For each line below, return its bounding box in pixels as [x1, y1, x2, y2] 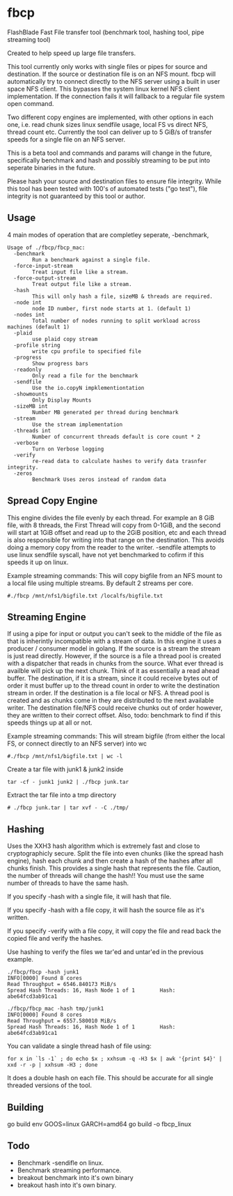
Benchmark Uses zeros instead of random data [32, 476, 167, 483]
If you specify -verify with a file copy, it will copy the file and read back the [7, 927, 221, 935]
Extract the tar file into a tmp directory [7, 791, 117, 799]
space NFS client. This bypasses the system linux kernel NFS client [7, 84, 200, 93]
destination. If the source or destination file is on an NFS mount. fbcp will [7, 70, 216, 78]
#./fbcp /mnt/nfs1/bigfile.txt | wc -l [7, 753, 123, 760]
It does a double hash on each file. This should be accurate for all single [7, 1074, 214, 1082]
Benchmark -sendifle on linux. [17, 1158, 104, 1167]
